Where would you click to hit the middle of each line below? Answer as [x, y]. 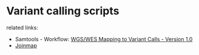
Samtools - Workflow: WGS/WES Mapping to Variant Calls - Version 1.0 [104, 39]
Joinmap [26, 45]
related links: [22, 27]
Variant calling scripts [63, 11]
